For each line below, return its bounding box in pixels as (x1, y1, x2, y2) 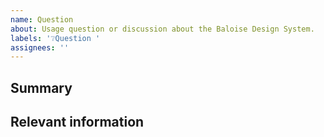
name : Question (10, 14, 74, 25)
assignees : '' (10, 42, 70, 53)
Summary (10, 79, 73, 96)
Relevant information (10, 114, 145, 131)
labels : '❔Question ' (10, 33, 101, 43)
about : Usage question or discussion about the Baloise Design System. (10, 24, 315, 34)
